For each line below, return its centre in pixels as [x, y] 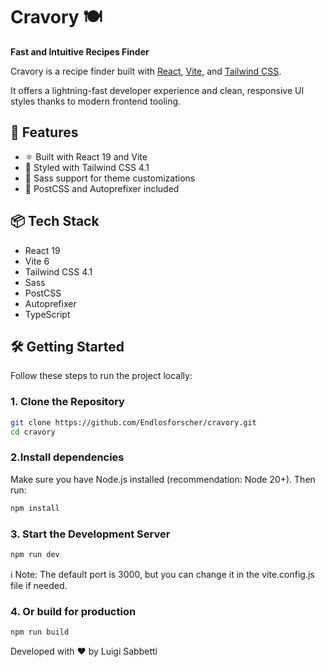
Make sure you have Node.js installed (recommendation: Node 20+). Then [163, 479]
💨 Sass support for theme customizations [110, 178]
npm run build [40, 632]
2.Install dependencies [67, 457]
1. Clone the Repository [67, 402]
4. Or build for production [73, 611]
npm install [35, 508]
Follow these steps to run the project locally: [101, 376]
